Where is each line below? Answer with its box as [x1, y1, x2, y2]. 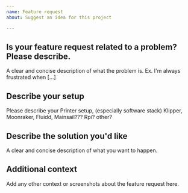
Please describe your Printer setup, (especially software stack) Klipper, [6, 107, 183, 114]
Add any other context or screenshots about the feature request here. [6, 180, 180, 187]
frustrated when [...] [6, 73, 56, 81]
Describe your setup [6, 91, 84, 101]
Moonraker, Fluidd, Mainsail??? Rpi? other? [6, 114, 113, 121]
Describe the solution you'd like [6, 130, 128, 141]
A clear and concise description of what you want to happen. [6, 147, 158, 154]
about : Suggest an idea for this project [6, 14, 112, 20]
